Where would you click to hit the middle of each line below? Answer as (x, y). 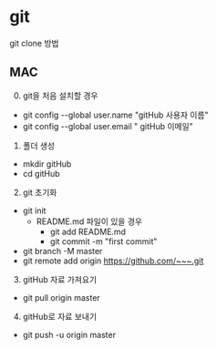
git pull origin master (61, 297)
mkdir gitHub (47, 164)
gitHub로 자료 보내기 (60, 316)
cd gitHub (41, 173)
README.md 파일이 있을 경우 (89, 221)
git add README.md (88, 231)
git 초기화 (40, 192)
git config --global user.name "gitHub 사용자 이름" (115, 115)
